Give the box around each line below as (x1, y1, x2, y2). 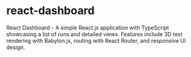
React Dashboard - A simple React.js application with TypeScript (6, 24, 170, 31)
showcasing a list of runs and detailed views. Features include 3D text (6, 30, 182, 37)
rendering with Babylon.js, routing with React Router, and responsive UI (6, 37, 186, 44)
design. (6, 44, 26, 51)
